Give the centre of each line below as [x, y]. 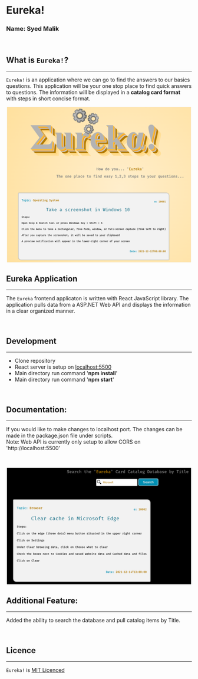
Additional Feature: [42, 600]
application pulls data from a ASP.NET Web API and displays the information [98, 305]
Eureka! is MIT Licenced [35, 670]
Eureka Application [42, 279]
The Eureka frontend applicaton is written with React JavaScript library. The [98, 299]
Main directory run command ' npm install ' [66, 373]
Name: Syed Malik [33, 29]
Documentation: [37, 410]
